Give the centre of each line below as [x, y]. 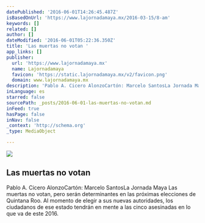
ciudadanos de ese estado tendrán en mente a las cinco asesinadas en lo [99, 207]
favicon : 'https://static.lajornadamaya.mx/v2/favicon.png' [90, 75]
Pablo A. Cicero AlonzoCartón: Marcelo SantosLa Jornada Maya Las [92, 188]
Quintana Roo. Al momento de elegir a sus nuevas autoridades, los [90, 200]
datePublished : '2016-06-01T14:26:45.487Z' [63, 12]
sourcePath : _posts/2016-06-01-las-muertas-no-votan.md [79, 103]
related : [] [21, 29]
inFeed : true [23, 108]
